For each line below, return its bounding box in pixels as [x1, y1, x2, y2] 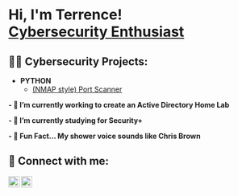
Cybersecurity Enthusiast [8, 22, 185, 41]
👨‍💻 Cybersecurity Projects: [8, 55, 148, 68]
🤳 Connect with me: [8, 154, 109, 168]
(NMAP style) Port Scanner [31, 84, 123, 94]
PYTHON [19, 76, 52, 85]
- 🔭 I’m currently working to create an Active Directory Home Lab [8, 100, 230, 109]
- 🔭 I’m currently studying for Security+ [8, 116, 143, 125]
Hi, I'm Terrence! [8, 6, 123, 24]
